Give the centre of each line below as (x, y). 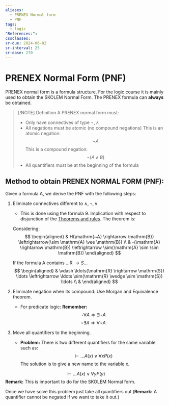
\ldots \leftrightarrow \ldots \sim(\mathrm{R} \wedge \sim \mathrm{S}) (89, 276)
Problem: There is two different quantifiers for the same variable (88, 343)
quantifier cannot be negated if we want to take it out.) (62, 397)
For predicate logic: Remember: (54, 307)
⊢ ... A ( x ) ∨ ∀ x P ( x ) (94, 356)
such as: (29, 348)
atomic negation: (43, 134)
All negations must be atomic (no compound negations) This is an (94, 128)
